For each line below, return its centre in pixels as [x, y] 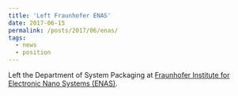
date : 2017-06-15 [37, 23]
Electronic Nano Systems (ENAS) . [63, 83]
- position [33, 52]
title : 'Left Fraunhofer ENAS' [60, 15]
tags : [17, 38]
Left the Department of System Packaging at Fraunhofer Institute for [119, 75]
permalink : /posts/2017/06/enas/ [63, 30]
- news [26, 45]
